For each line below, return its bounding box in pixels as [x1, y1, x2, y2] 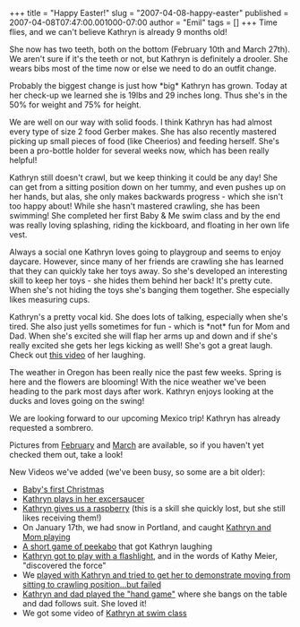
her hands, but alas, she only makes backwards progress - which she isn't [9, 192, 284, 202]
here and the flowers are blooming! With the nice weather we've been [9, 376, 267, 387]
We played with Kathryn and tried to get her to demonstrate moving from [21, 570, 291, 580]
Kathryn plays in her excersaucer [21, 494, 145, 504]
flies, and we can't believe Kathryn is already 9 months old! [9, 27, 227, 37]
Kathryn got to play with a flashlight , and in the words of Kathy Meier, [21, 551, 278, 561]
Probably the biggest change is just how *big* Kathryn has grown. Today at [9, 81, 288, 90]
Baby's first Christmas [21, 484, 105, 494]
